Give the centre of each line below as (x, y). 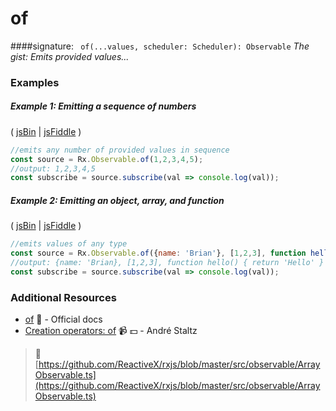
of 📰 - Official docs (63, 319)
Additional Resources (63, 297)
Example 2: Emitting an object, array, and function (117, 200)
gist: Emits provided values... (70, 56)
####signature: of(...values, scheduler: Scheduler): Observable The (160, 46)
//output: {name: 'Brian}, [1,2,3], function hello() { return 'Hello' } (167, 263)
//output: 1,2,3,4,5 (53, 168)
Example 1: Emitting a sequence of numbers (103, 106)
